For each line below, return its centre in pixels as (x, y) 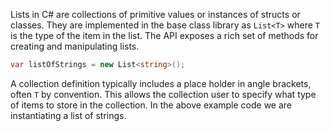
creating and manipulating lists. (75, 46)
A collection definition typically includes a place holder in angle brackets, (161, 83)
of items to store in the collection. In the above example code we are (151, 105)
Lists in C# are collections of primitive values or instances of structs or (155, 14)
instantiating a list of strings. (68, 115)
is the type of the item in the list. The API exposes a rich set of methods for (164, 35)
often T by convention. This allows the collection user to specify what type (163, 94)
